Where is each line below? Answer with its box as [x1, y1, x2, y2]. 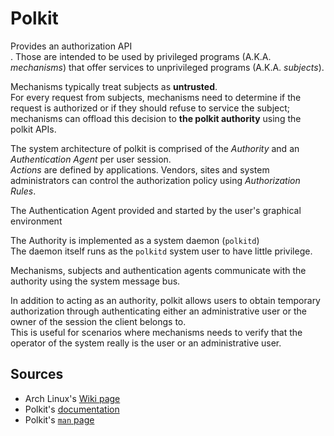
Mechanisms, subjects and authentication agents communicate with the [10, 264, 307, 276]
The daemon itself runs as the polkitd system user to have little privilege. [10, 245, 313, 257]
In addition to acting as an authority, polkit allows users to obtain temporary [10, 294, 321, 306]
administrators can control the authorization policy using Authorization [10, 174, 301, 186]
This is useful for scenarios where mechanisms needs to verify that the [10, 326, 303, 338]
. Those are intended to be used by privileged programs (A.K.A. [10, 50, 272, 62]
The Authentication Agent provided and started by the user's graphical [10, 204, 302, 216]
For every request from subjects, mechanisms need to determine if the [10, 91, 302, 103]
